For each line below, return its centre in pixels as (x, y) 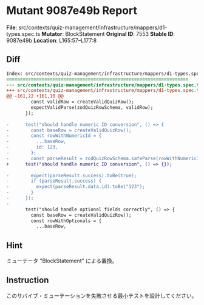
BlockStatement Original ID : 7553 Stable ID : (120, 33)
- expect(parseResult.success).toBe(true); (72, 175)
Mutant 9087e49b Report (72, 11)
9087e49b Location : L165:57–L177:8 (52, 40)
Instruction (28, 280)
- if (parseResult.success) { (54, 181)
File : (12, 27)
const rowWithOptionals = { (66, 221)
